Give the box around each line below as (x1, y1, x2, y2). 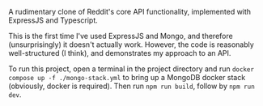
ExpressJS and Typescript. (8, 15, 99, 25)
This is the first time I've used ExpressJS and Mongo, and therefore (8, 32, 233, 40)
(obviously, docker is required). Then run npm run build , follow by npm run (8, 81, 255, 91)
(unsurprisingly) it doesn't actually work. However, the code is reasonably (8, 40, 255, 49)
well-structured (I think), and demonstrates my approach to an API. (8, 49, 231, 57)
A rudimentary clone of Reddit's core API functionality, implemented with (8, 7, 252, 16)
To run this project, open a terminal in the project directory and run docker (8, 64, 255, 74)
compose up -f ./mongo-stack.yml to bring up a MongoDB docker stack (8, 73, 246, 82)
